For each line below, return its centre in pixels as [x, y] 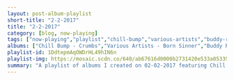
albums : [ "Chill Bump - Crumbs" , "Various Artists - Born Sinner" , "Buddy [115, 46]
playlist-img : [28, 59]
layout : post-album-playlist [49, 14]
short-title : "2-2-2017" [43, 20]
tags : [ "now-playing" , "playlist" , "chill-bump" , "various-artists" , [106, 40]
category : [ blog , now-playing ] [53, 33]
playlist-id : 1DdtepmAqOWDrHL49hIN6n [62, 53]
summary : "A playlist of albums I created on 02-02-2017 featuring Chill [117, 65]
